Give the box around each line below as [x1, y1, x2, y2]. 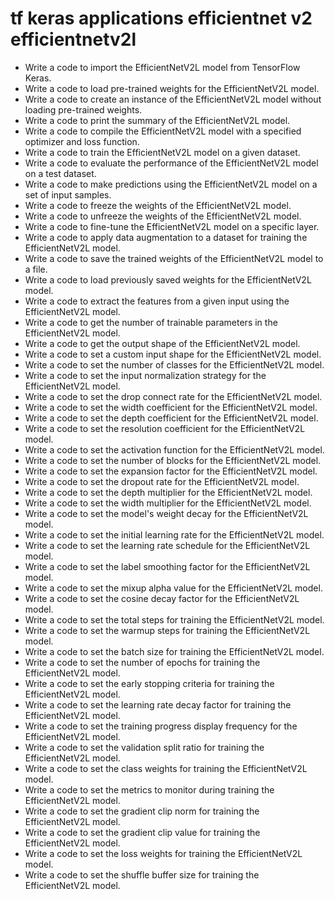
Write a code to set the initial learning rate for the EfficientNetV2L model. [24, 528, 325, 541]
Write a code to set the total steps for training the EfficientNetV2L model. [24, 613, 325, 626]
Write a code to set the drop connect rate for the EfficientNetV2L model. [24, 390, 323, 402]
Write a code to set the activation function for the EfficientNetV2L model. [24, 443, 325, 456]
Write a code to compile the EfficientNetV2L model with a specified [24, 125, 302, 137]
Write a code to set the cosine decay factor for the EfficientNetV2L [24, 592, 300, 604]
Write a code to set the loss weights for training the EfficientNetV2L [24, 847, 303, 859]
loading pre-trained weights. [24, 103, 143, 116]
